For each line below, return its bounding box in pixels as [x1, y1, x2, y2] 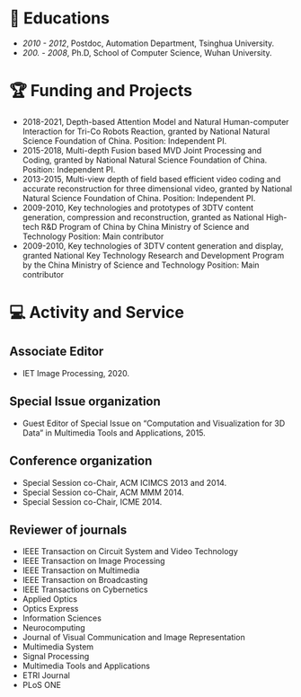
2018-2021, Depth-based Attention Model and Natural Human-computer [22, 116, 289, 127]
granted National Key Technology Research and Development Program [22, 250, 285, 260]
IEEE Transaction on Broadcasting [22, 575, 148, 586]
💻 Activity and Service [9, 303, 185, 322]
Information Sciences [22, 613, 102, 623]
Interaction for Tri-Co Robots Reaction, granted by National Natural [22, 126, 270, 137]
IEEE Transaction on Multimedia [22, 565, 140, 576]
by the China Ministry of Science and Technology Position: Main [22, 260, 260, 270]
